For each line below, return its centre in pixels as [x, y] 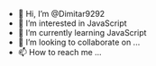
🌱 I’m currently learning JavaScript [82, 33]
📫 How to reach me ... [60, 52]
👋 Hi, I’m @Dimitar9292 [61, 14]
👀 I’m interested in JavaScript [73, 23]
